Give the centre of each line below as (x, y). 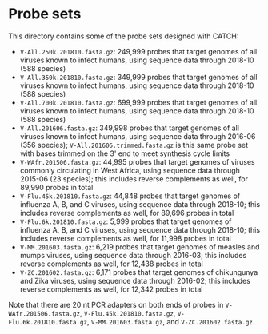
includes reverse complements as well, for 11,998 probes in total (126, 238)
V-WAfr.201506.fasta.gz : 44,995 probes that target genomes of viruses (137, 161)
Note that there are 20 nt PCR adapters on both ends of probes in (116, 304)
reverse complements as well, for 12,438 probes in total (112, 264)
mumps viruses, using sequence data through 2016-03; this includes (133, 255)
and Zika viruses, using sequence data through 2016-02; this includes (135, 280)
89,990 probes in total (56, 187)
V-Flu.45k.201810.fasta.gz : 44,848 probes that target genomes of (130, 196)
